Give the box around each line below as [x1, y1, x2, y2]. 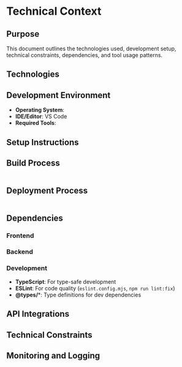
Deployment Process [6, 185, 88, 195]
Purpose [6, 29, 40, 39]
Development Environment [6, 90, 111, 100]
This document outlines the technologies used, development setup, [6, 45, 176, 52]
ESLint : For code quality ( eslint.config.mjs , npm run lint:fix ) [15, 284, 175, 292]
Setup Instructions [6, 137, 79, 148]
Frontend [6, 231, 34, 240]
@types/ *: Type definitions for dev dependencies [15, 291, 142, 298]
